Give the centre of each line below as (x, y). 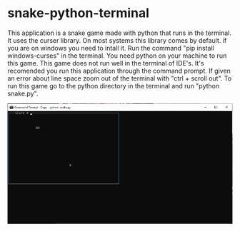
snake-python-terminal (79, 13)
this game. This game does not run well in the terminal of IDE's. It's (106, 63)
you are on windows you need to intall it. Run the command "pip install (111, 48)
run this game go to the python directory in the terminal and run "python (114, 86)
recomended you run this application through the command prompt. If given (119, 71)
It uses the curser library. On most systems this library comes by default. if (117, 40)
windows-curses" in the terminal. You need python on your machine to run (117, 56)
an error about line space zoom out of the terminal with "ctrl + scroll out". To (120, 78)
